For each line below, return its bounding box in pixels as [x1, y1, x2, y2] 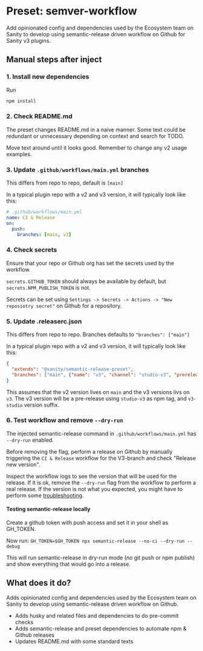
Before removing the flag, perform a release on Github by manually [6, 448, 173, 455]
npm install [6, 98, 36, 104]
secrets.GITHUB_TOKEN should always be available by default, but [6, 278, 167, 285]
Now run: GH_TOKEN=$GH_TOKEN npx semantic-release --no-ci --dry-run [6, 537, 185, 544]
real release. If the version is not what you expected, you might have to [6, 485, 183, 492]
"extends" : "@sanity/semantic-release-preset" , [11, 366, 134, 372]
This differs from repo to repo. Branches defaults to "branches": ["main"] [6, 331, 190, 338]
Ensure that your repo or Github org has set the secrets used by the [6, 259, 174, 267]
